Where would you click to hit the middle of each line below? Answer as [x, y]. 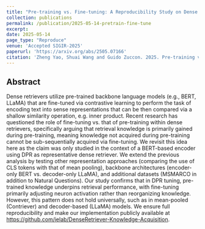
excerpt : [17, 29]
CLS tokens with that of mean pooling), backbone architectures [86, 167]
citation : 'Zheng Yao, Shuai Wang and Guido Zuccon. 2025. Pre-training [101, 57]
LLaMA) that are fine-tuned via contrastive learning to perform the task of [99, 103]
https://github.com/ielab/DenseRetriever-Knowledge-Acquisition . [88, 219]
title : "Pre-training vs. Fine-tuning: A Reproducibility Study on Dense [102, 12]
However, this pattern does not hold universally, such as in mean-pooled [97, 200]
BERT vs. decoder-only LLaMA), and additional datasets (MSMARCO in [107, 174]
